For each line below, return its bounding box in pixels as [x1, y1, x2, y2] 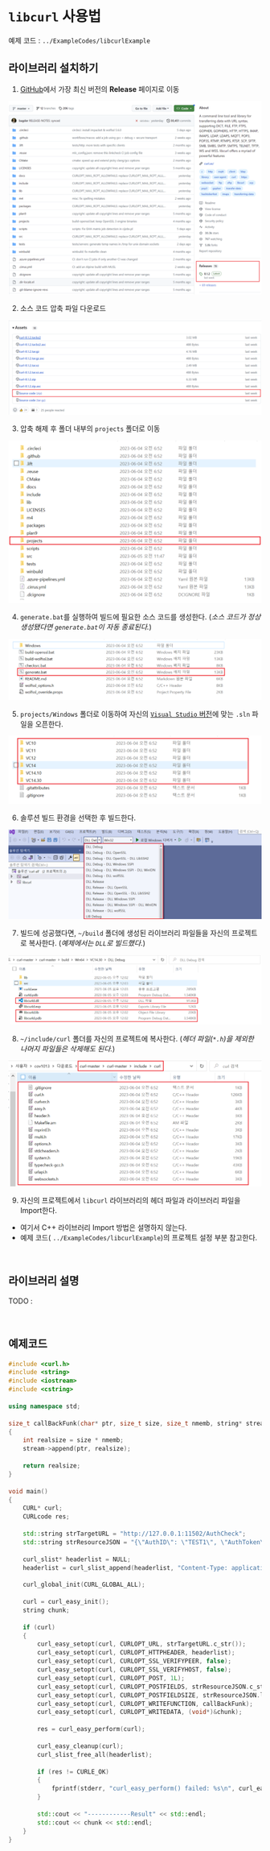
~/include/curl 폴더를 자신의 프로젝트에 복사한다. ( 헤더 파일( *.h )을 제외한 [19, 1034, 255, 1044]
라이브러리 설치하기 [8, 61, 99, 75]
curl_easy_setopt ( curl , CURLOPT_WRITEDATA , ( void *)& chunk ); [37, 1708, 243, 1716]
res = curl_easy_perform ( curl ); [37, 1725, 146, 1733]
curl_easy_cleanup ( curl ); [37, 1741, 125, 1750]
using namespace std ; [8, 1402, 81, 1410]
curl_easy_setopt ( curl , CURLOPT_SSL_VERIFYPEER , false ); [37, 1657, 231, 1666]
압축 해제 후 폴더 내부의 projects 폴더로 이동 [19, 424, 161, 433]
